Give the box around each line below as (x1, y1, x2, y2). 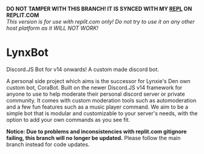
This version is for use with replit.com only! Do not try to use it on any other (6, 18, 195, 25)
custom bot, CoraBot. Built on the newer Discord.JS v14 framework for (6, 84, 183, 91)
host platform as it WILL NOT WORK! (6, 24, 99, 32)
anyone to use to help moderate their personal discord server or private (6, 90, 185, 98)
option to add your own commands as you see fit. (6, 116, 131, 123)
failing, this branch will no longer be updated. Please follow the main (6, 134, 181, 141)
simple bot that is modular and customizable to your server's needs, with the (6, 109, 199, 117)
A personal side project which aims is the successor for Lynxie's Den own (6, 77, 191, 84)
